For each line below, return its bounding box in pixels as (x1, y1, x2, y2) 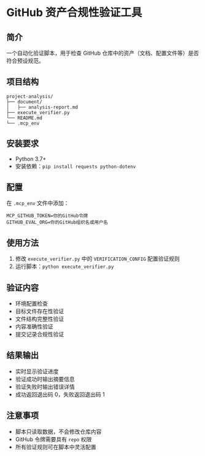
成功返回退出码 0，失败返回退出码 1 (15, 390, 106, 398)
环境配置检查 (15, 300, 48, 307)
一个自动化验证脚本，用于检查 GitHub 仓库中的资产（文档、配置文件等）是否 (6, 50, 199, 56)
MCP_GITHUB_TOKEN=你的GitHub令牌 (6, 213, 88, 219)
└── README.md (6, 115, 43, 121)
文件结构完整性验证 (15, 315, 64, 323)
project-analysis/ (6, 93, 53, 99)
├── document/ (6, 99, 43, 105)
